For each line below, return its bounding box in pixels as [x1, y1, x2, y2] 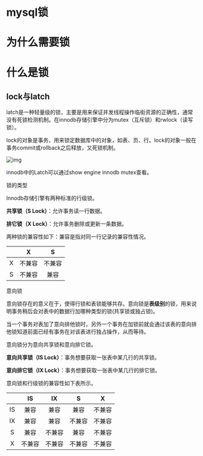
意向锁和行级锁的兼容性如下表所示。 [6, 380, 97, 387]
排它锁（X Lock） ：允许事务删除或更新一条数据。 [6, 220, 127, 228]
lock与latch [6, 91, 50, 102]
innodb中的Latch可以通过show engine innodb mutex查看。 [6, 169, 152, 176]
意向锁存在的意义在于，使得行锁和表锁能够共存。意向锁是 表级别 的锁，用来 [6, 300, 192, 308]
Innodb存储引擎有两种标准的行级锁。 [6, 194, 98, 202]
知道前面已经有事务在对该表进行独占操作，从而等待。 [16, 328, 149, 335]
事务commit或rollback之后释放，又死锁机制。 [6, 144, 119, 151]
